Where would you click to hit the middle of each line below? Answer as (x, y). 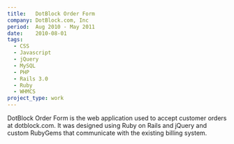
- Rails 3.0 (31, 79)
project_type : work (36, 99)
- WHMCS (25, 92)
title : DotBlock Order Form (51, 14)
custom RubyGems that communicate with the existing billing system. (107, 133)
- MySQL (25, 66)
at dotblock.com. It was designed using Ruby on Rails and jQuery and (107, 125)
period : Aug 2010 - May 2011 (51, 27)
